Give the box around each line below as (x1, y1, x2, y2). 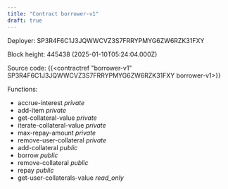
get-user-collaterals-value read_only (17, 173, 125, 182)
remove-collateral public (17, 158, 89, 166)
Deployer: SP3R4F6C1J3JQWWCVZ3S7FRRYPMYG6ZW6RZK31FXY (7, 36, 205, 44)
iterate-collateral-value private (17, 121, 107, 129)
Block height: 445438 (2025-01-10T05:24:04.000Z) (7, 50, 158, 59)
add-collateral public (17, 143, 78, 152)
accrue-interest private (17, 98, 85, 106)
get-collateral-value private (17, 114, 97, 122)
